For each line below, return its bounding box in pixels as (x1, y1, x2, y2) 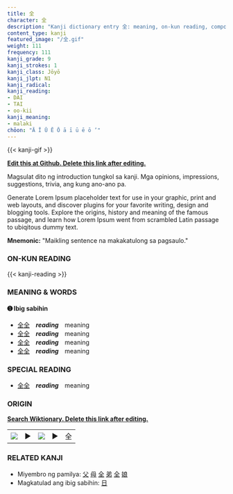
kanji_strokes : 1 (7, 62, 58, 69)
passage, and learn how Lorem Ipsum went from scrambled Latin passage (7, 216, 219, 224)
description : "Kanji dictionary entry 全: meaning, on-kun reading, (7, 23, 208, 30)
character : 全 (7, 17, 47, 24)
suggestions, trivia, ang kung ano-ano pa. (7, 180, 127, 189)
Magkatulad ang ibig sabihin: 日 (17, 478, 107, 487)
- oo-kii (7, 107, 33, 114)
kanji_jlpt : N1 (7, 74, 51, 82)
